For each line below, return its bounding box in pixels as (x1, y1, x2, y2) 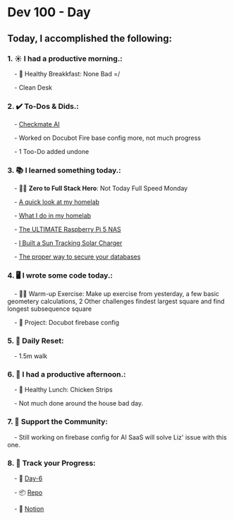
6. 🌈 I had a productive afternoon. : (7, 369, 126, 379)
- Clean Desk (13, 83, 53, 92)
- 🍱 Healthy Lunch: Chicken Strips (13, 386, 113, 394)
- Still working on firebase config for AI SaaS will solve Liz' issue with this (13, 432, 227, 442)
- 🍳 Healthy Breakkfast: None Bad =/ (13, 69, 121, 78)
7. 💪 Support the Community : (7, 417, 108, 427)
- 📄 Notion (13, 504, 44, 513)
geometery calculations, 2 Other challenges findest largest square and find (7, 297, 225, 305)
